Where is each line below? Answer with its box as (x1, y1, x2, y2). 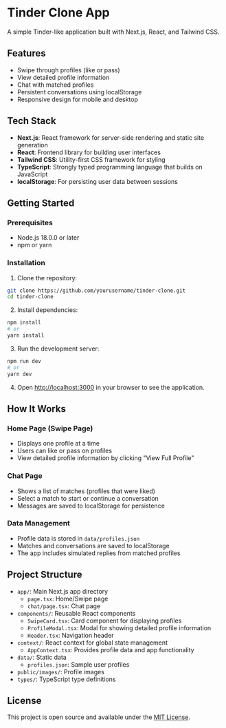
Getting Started (7, 197, 75, 209)
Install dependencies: (16, 306, 78, 314)
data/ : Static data (16, 653, 67, 661)
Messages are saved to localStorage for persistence (16, 501, 165, 510)
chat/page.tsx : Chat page (27, 601, 101, 610)
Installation (7, 258, 46, 268)
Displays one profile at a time (16, 439, 100, 448)
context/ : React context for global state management (16, 638, 168, 647)
